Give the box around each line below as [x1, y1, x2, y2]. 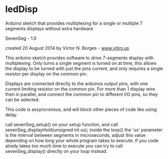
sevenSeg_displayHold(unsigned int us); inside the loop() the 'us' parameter [5, 127, 163, 133]
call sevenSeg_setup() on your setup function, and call [5, 121, 118, 127]
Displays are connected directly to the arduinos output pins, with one [5, 81, 148, 87]
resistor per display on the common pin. [5, 70, 88, 76]
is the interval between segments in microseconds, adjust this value [5, 132, 146, 138]
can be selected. [5, 97, 40, 103]
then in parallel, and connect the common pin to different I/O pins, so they [5, 91, 158, 97]
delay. [5, 112, 18, 118]
